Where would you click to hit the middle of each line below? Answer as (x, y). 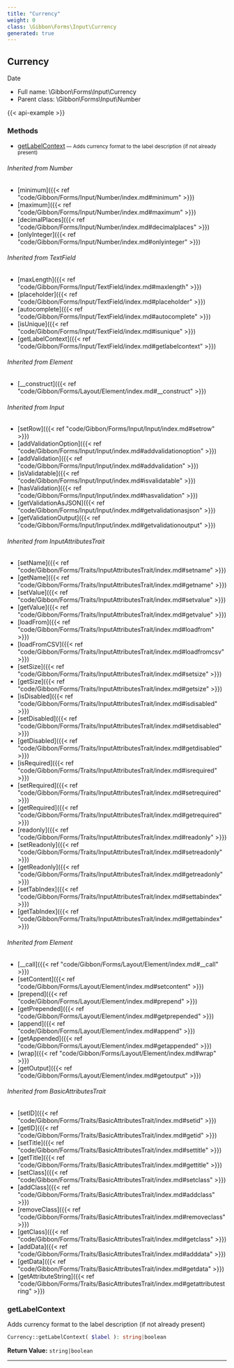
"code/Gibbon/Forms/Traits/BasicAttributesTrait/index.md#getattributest (121, 1284)
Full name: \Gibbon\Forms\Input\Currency (77, 92)
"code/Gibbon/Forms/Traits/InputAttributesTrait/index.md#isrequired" (117, 771)
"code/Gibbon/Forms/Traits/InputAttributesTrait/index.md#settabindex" (119, 897)
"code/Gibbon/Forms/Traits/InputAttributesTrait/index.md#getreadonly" (120, 874)
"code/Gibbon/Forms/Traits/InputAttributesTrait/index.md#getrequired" (119, 815)
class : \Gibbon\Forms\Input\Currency (62, 27)
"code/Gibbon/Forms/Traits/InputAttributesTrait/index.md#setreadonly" (120, 852)
